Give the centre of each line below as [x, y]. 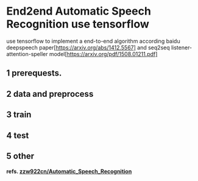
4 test [18, 135]
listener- [182, 48]
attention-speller [27, 54]
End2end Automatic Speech [79, 11]
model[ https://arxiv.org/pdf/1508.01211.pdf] [103, 54]
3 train [19, 115]
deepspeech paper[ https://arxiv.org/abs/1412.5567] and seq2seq [88, 48]
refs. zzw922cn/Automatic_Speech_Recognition [69, 171]
